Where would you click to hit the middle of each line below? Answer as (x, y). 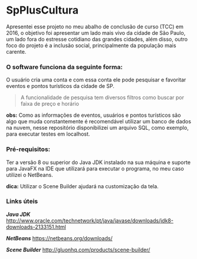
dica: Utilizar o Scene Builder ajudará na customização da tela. (83, 186)
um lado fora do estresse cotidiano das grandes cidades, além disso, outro (97, 39)
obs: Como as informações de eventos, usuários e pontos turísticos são (93, 115)
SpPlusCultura (42, 10)
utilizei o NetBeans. (29, 175)
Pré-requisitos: (28, 149)
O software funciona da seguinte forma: (64, 67)
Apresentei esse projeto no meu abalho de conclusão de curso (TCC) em (95, 27)
